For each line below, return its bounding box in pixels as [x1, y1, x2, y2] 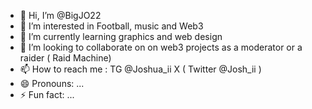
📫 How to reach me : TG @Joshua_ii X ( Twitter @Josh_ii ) [19, 63, 262, 75]
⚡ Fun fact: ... [19, 89, 75, 100]
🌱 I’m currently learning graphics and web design [19, 31, 223, 42]
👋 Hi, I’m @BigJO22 [19, 10, 102, 21]
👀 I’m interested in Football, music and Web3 [19, 20, 204, 32]
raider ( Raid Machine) [19, 52, 112, 64]
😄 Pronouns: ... [19, 78, 85, 89]
